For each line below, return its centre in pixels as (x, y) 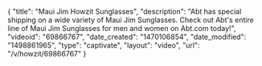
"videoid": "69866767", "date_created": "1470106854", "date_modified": (127, 37)
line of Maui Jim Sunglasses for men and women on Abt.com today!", (122, 28)
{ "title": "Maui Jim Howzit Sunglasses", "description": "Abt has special (125, 12)
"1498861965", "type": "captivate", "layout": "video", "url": (104, 45)
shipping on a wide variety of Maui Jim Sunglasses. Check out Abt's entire (131, 20)
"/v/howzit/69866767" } (47, 54)
